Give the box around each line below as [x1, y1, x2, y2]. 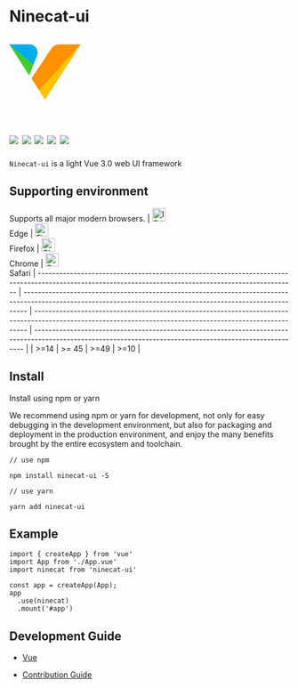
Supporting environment [9, 184, 149, 199]
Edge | [9, 228, 34, 239]
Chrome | [9, 258, 44, 269]
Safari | [9, 267, 36, 278]
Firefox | [9, 243, 40, 254]
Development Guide [9, 628, 122, 643]
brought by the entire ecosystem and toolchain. [9, 438, 183, 449]
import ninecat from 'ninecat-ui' [9, 565, 138, 575]
